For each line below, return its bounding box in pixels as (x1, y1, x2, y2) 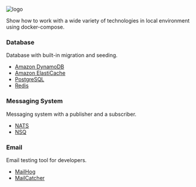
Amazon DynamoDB (14, 63, 64, 71)
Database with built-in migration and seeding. (6, 52, 118, 59)
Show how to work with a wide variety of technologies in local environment (6, 17, 190, 24)
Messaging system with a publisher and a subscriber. (6, 110, 137, 118)
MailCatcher (14, 174, 45, 181)
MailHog (14, 168, 36, 175)
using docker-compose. (6, 24, 65, 30)
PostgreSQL (14, 76, 45, 83)
